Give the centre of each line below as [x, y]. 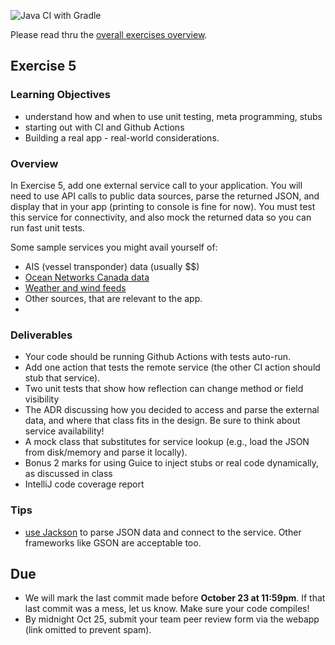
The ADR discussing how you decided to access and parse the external [172, 410]
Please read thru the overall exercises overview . [109, 34]
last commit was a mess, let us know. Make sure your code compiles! [167, 609]
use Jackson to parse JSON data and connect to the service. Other [163, 532]
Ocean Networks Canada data [87, 277]
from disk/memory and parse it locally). [106, 452]
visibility [42, 399]
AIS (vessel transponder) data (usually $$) [112, 266]
